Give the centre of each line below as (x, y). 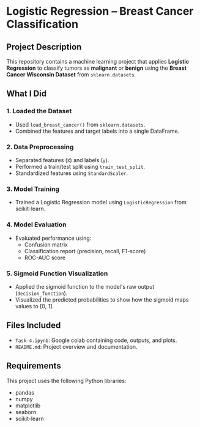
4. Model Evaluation (36, 225)
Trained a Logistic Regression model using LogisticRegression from (101, 202)
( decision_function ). (41, 293)
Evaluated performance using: (53, 238)
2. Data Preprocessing (40, 147)
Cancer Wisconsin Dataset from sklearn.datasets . (71, 74)
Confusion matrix (46, 244)
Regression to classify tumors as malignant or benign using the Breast (96, 68)
